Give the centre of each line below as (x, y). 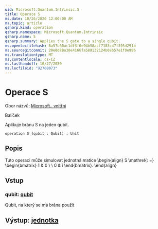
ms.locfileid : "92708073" (31, 69)
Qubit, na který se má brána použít (40, 205)
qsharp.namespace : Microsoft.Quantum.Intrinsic (54, 32)
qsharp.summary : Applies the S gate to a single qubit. (63, 41)
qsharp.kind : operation (29, 28)
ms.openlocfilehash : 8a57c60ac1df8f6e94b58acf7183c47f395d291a (70, 46)
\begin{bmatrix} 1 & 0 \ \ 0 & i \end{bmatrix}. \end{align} (61, 165)
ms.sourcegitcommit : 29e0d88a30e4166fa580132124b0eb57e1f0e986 (70, 50)
